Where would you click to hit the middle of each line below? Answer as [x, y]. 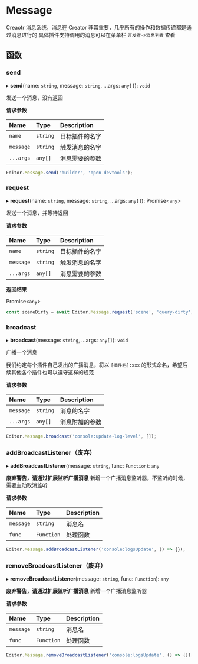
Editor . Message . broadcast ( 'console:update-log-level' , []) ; [82, 436]
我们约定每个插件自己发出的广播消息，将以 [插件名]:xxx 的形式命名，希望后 [97, 365]
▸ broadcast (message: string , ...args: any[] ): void [67, 340]
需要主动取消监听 [27, 485]
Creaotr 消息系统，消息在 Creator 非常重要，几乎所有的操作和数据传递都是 [96, 27]
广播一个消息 [22, 352]
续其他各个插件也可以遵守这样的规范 [50, 372]
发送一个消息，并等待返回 [37, 213]
